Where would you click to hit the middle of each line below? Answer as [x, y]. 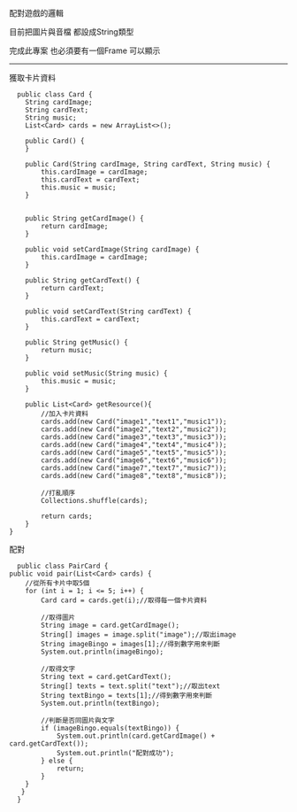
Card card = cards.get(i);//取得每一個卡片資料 [124, 600]
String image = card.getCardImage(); [110, 625]
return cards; [67, 516]
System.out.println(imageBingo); [103, 652]
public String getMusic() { [76, 343]
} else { [57, 761]
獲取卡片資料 [32, 77]
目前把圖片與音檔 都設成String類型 [72, 32]
